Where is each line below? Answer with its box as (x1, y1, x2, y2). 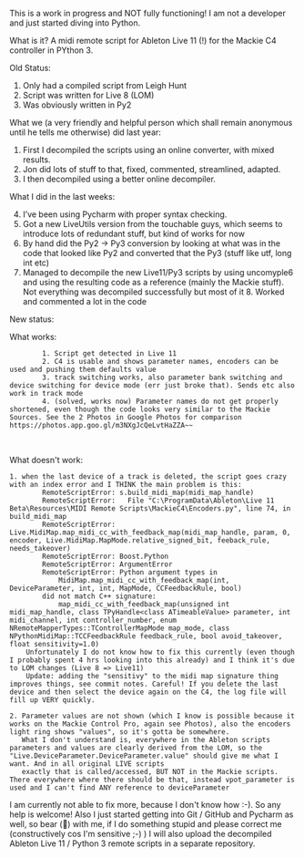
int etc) (22, 257, 50, 268)
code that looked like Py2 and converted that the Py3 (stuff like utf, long (22, 248, 292, 258)
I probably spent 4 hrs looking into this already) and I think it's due (9, 656, 296, 665)
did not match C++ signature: (42, 592, 157, 601)
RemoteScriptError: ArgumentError (42, 560, 173, 569)
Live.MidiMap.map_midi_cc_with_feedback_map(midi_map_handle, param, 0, (9, 528, 291, 537)
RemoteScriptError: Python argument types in (42, 568, 218, 577)
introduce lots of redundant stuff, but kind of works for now (22, 228, 246, 239)
